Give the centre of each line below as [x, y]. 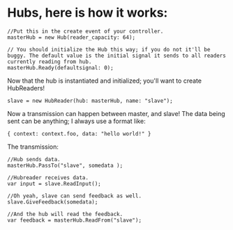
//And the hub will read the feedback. [65, 214]
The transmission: [33, 147]
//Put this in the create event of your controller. [85, 31]
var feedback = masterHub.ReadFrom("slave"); [74, 220]
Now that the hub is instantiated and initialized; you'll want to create [105, 81]
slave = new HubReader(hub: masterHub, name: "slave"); [90, 101]
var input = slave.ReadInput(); [54, 183]
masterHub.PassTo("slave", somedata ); [65, 165]
